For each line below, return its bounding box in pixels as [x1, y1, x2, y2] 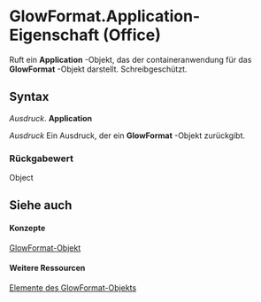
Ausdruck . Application [9, 112, 93, 123]
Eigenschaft [9, 25, 100, 45]
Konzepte [9, 223, 46, 234]
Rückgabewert [9, 152, 73, 165]
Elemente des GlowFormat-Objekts [9, 282, 137, 293]
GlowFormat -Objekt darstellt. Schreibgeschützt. [9, 64, 188, 74]
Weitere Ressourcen [9, 263, 86, 274]
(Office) [103, 25, 161, 45]
